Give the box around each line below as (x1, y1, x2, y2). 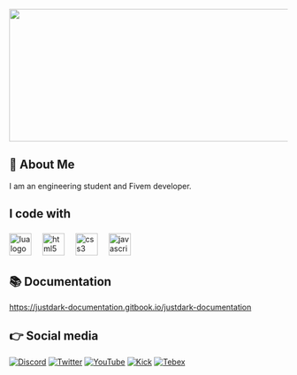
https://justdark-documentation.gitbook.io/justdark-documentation (9, 302, 252, 312)
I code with (9, 206, 72, 221)
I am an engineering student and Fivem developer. (9, 180, 192, 191)
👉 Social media (9, 328, 99, 344)
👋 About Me (9, 157, 75, 172)
